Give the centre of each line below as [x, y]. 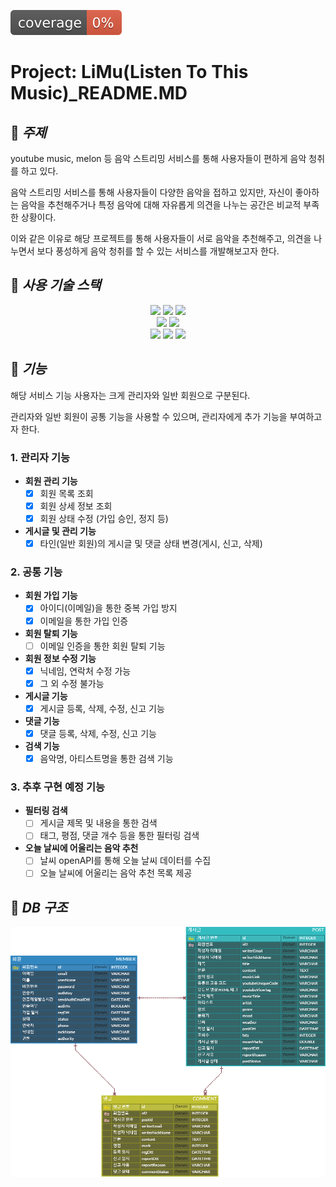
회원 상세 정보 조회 [76, 506]
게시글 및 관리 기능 [60, 531]
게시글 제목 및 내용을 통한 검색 [98, 823]
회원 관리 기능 [51, 481]
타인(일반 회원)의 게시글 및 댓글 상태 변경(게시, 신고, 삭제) [151, 544]
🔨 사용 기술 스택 [56, 285]
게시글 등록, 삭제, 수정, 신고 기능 [102, 708]
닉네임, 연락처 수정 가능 [85, 671]
